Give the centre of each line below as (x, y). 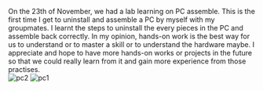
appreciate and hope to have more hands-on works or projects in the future (130, 53)
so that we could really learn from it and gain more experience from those (127, 61)
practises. (24, 69)
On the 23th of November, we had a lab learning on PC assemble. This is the (131, 11)
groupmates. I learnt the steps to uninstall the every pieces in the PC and (126, 28)
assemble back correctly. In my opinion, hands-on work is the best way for (129, 36)
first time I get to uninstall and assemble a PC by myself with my (111, 20)
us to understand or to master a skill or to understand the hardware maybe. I (131, 45)
